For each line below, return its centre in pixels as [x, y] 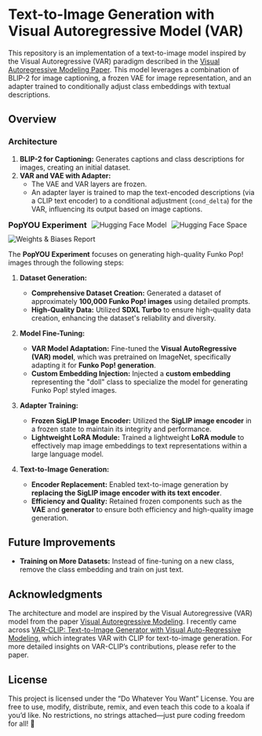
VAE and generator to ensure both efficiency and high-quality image [142, 509]
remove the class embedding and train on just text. [102, 569]
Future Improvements [62, 542]
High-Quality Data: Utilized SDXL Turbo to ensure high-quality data [141, 309]
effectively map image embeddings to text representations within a [139, 445]
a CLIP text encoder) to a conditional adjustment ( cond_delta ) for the [142, 200]
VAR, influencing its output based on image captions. [116, 209]
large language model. [67, 454]
